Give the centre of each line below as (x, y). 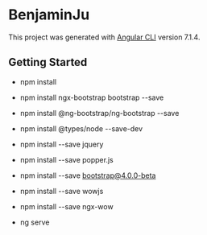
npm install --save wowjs (62, 191)
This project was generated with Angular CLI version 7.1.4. (104, 37)
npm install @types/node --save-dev (81, 128)
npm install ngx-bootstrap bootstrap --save (92, 97)
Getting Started (48, 62)
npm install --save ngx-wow (67, 206)
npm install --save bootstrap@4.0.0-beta (88, 175)
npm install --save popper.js (67, 159)
